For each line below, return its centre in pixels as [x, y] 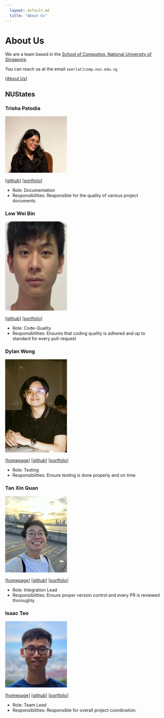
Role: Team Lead [29, 705]
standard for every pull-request [44, 339]
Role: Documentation [34, 190]
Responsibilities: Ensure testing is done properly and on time [74, 475]
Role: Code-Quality [32, 328]
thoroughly [23, 600]
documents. [24, 200]
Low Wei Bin [20, 213]
